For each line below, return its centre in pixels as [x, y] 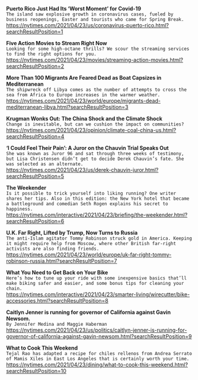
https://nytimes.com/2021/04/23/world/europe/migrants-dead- [84, 101]
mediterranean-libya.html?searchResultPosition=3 [67, 107]
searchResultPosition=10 [36, 371]
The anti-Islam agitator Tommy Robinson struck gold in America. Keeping [99, 238]
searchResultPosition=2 [35, 66]
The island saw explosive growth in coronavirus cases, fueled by [90, 14]
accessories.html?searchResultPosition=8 [57, 301]
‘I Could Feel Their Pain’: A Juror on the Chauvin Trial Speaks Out [87, 148]
